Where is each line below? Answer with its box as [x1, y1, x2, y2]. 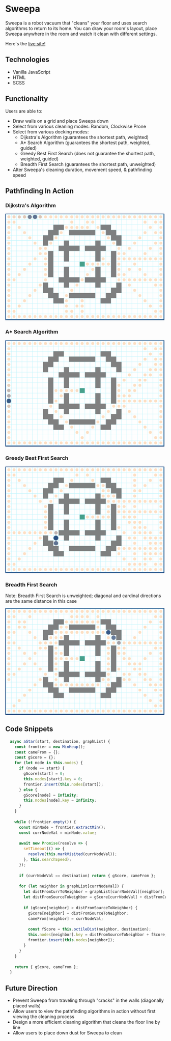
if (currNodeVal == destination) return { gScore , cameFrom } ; [18, 873, 156, 878]
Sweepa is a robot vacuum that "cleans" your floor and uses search [5, 20, 147, 26]
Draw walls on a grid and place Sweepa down [12, 118, 109, 124]
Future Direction [5, 983, 58, 993]
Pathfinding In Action [5, 186, 74, 195]
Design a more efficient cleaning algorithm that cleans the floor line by [12, 1019, 160, 1025]
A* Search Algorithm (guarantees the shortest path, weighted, [20, 139, 151, 146]
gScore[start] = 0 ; [23, 771, 65, 776]
